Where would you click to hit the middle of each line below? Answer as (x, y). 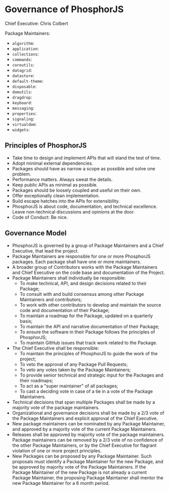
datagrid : (22, 70)
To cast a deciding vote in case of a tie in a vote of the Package (86, 391)
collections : (25, 54)
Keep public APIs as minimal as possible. (55, 185)
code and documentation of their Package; (65, 310)
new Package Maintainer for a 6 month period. (61, 483)
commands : (22, 59)
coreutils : (23, 65)
